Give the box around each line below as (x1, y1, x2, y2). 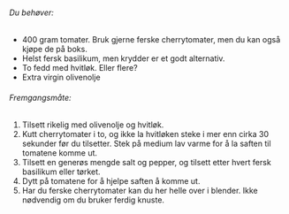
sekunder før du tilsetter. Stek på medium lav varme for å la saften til (21, 138, 271, 149)
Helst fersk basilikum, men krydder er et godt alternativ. (21, 53, 225, 64)
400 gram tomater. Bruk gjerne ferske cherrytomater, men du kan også (21, 34, 281, 45)
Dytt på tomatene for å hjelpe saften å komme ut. (21, 176, 201, 187)
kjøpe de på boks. (21, 44, 88, 55)
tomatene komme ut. (21, 148, 98, 158)
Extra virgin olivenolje (21, 72, 101, 83)
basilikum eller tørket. (21, 166, 101, 177)
